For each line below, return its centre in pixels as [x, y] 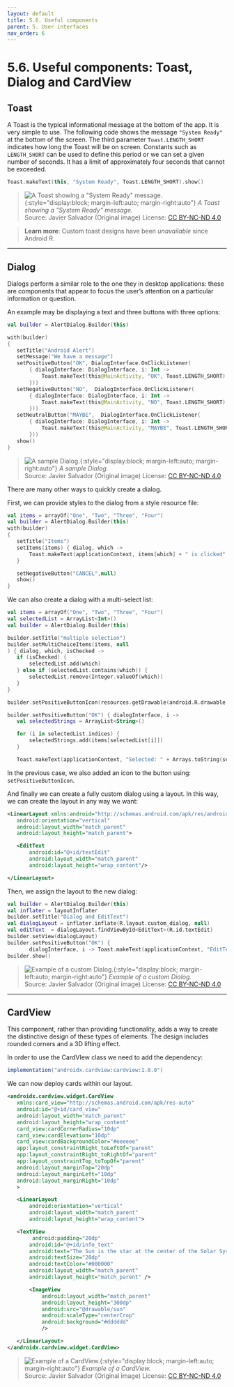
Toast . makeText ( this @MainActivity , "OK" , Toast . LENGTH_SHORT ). [135, 376]
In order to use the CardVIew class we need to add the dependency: [105, 1057]
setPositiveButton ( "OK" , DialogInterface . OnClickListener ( [104, 363]
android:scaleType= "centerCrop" [88, 1316]
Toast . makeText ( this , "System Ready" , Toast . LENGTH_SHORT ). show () [106, 182]
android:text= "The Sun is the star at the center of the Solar [123, 1251]
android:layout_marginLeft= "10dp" [67, 1174]
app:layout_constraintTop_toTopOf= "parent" [80, 1161]
